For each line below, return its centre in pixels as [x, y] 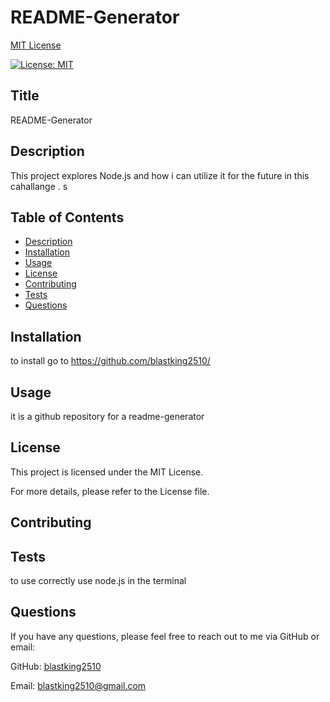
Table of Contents [67, 217]
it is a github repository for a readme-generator [107, 416]
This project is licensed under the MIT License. [107, 472]
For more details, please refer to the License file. [110, 491]
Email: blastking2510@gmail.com [78, 685]
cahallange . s [39, 186]
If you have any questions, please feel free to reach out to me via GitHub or [165, 636]
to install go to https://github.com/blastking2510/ [110, 361]
